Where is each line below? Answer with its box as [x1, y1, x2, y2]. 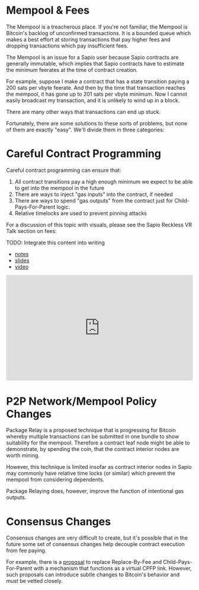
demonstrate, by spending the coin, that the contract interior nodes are [6, 446, 179, 453]
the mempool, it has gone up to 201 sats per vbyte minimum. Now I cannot [6, 90, 188, 97]
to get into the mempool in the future [14, 184, 105, 191]
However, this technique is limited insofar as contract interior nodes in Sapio [6, 463, 192, 471]
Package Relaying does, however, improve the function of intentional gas [6, 488, 184, 495]
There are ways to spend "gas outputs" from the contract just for [14, 197, 174, 204]
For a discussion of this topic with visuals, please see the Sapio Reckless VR [6, 221, 192, 228]
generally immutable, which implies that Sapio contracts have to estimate [6, 60, 185, 67]
